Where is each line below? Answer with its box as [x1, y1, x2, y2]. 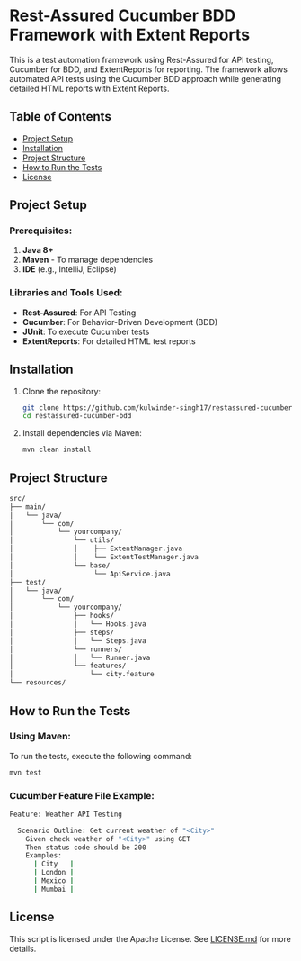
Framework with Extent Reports [9, 24, 250, 45]
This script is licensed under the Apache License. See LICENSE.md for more [9, 933, 292, 944]
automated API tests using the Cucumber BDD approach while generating [9, 73, 281, 84]
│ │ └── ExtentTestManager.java [9, 553, 199, 562]
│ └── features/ [9, 661, 127, 671]
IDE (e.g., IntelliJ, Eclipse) [22, 264, 117, 275]
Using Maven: [9, 730, 72, 743]
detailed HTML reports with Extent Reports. [9, 83, 170, 94]
